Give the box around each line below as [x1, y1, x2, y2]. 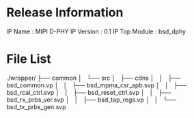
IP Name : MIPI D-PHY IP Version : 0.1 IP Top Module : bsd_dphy [6, 27, 186, 35]
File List [6, 51, 52, 67]
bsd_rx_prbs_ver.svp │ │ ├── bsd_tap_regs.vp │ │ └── [6, 95, 176, 104]
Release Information [6, 5, 124, 20]
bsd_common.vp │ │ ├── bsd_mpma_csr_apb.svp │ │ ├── [6, 80, 187, 89]
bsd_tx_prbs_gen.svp [6, 102, 66, 110]
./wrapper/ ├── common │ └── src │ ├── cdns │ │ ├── [6, 74, 181, 82]
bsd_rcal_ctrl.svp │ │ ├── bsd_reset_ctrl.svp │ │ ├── [6, 88, 171, 96]
